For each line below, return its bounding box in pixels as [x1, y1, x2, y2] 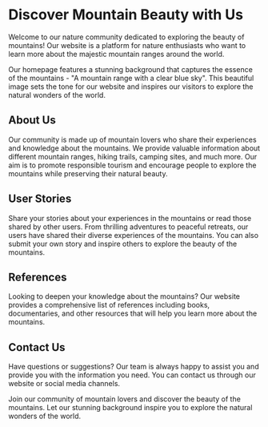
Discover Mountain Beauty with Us [8, 6, 244, 24]
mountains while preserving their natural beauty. [8, 168, 168, 178]
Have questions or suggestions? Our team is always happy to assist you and [8, 362, 259, 372]
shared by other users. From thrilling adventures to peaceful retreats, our [8, 222, 249, 232]
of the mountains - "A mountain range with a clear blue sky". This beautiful [8, 73, 254, 83]
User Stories [8, 192, 72, 206]
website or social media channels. [8, 379, 121, 389]
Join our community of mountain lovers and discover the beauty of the [8, 394, 242, 404]
